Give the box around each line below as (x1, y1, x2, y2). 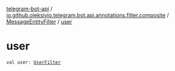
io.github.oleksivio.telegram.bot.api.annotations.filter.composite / (6, 12, 169, 19)
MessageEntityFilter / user (6, 18, 72, 25)
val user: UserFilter (6, 59, 61, 66)
